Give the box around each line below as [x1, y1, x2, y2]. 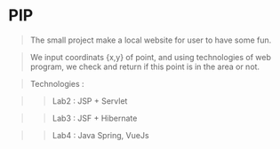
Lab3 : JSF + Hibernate [52, 113, 138, 123]
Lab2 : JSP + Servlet [52, 95, 128, 106]
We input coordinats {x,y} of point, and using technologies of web [29, 51, 272, 62]
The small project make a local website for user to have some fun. [29, 35, 272, 45]
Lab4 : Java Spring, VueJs [52, 129, 149, 140]
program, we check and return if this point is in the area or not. [29, 61, 260, 72]
